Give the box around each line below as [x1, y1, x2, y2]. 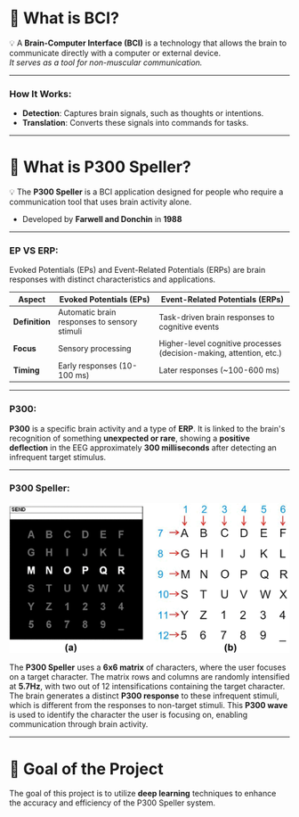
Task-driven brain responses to [158, 311, 275, 322]
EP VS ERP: [9, 244, 59, 257]
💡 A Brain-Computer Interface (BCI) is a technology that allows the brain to [9, 37, 287, 48]
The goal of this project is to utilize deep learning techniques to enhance [9, 788, 277, 799]
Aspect [18, 293, 46, 304]
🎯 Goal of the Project [9, 758, 164, 779]
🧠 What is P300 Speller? [9, 157, 191, 177]
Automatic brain [57, 307, 117, 318]
